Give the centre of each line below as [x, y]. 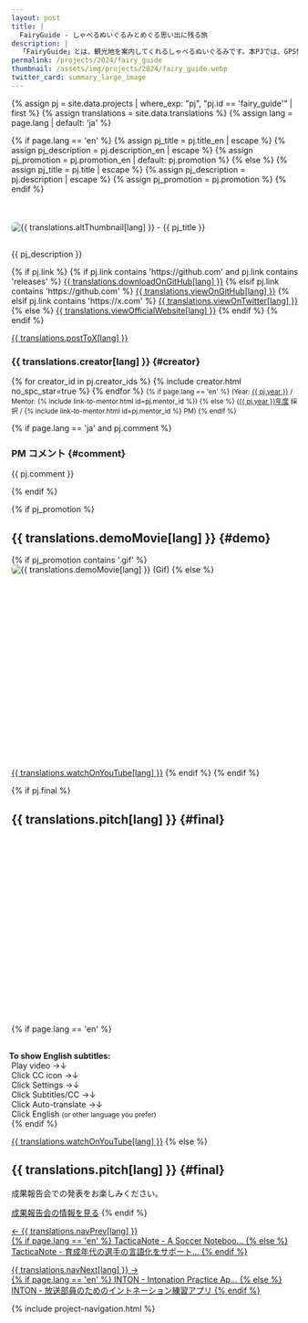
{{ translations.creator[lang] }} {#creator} [106, 362]
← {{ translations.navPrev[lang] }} [75, 1231]
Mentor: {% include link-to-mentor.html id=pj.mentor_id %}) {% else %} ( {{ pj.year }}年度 [150, 402]
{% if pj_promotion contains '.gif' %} [79, 560]
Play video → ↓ [39, 1066]
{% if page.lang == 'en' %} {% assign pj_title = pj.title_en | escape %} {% [149, 140]
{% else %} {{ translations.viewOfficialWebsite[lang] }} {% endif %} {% [144, 310]
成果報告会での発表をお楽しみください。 [87, 1193]
